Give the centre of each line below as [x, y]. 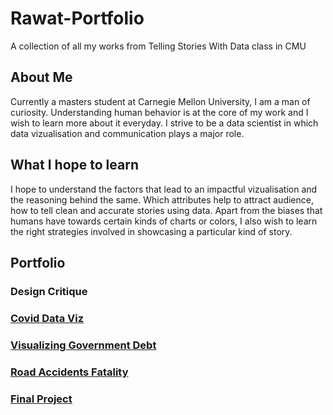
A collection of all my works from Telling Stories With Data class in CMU [158, 46]
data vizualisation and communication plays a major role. [127, 133]
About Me [41, 77]
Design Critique [49, 291]
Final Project [41, 399]
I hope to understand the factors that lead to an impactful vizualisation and [164, 189]
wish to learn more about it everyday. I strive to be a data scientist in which [164, 123]
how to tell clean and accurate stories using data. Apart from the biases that [166, 210]
